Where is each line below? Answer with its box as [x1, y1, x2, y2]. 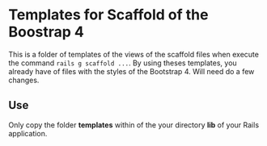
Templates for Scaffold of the [8, 6, 209, 24]
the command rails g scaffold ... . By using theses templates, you [8, 58, 237, 68]
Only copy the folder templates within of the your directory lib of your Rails [8, 119, 260, 130]
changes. [8, 75, 40, 85]
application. [8, 128, 48, 138]
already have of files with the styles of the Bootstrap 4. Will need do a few [8, 66, 255, 76]
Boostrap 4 [8, 23, 85, 41]
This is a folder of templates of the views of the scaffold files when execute [8, 49, 259, 59]
